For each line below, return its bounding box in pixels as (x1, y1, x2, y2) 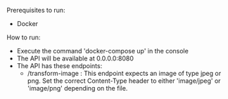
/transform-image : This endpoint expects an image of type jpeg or (27, 70, 222, 77)
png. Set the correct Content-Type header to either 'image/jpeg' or (27, 77, 221, 85)
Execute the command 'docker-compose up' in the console (16, 47, 189, 55)
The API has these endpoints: (16, 62, 103, 70)
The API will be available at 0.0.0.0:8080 (16, 54, 134, 62)
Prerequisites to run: (6, 6, 65, 14)
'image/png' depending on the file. (27, 84, 128, 92)
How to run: (6, 33, 41, 41)
